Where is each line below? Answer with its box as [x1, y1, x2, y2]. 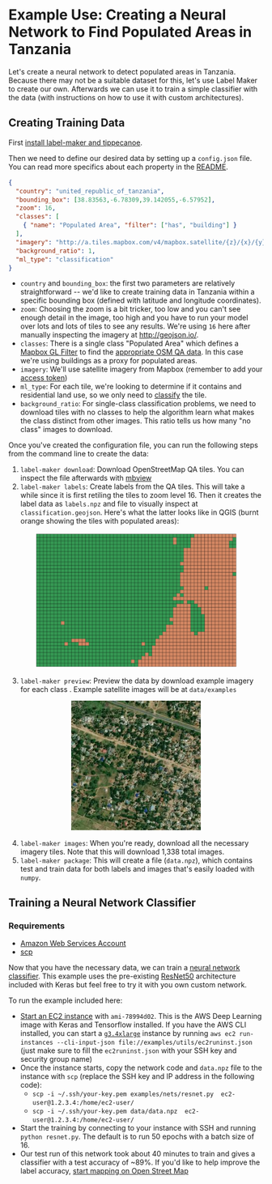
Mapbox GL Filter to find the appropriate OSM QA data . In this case [19, 347, 244, 357]
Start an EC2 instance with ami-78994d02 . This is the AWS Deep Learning [19, 1012, 262, 1021]
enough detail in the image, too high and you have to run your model [19, 313, 249, 323]
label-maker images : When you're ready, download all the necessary [19, 838, 249, 847]
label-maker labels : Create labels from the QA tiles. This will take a [19, 482, 245, 491]
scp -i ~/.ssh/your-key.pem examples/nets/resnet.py [32, 1090, 215, 1098]
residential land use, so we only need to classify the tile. [19, 390, 207, 400]
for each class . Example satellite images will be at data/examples [19, 684, 237, 694]
